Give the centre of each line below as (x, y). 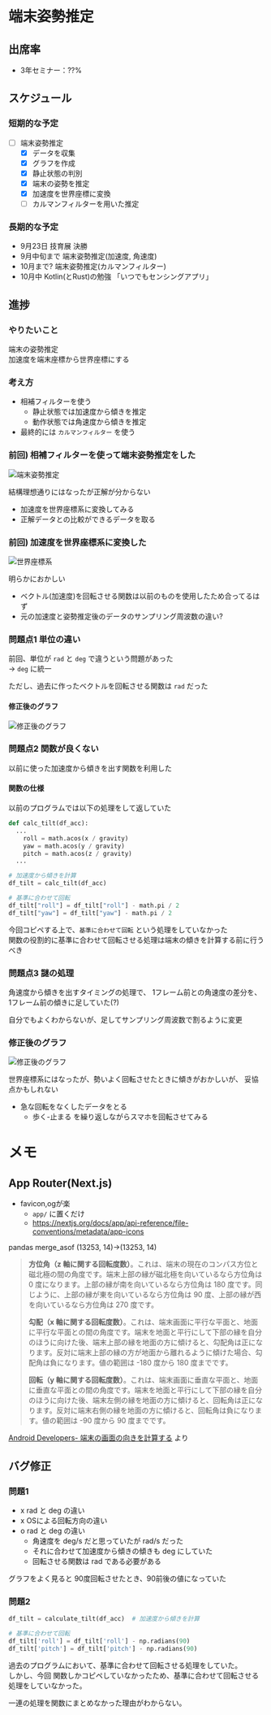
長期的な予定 (34, 227)
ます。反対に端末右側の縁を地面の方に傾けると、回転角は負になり (145, 1410)
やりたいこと (34, 330)
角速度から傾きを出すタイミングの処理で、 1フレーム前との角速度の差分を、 (135, 992)
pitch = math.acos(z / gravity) (77, 853)
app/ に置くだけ (58, 1214)
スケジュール (40, 98)
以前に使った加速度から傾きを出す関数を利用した (90, 768)
